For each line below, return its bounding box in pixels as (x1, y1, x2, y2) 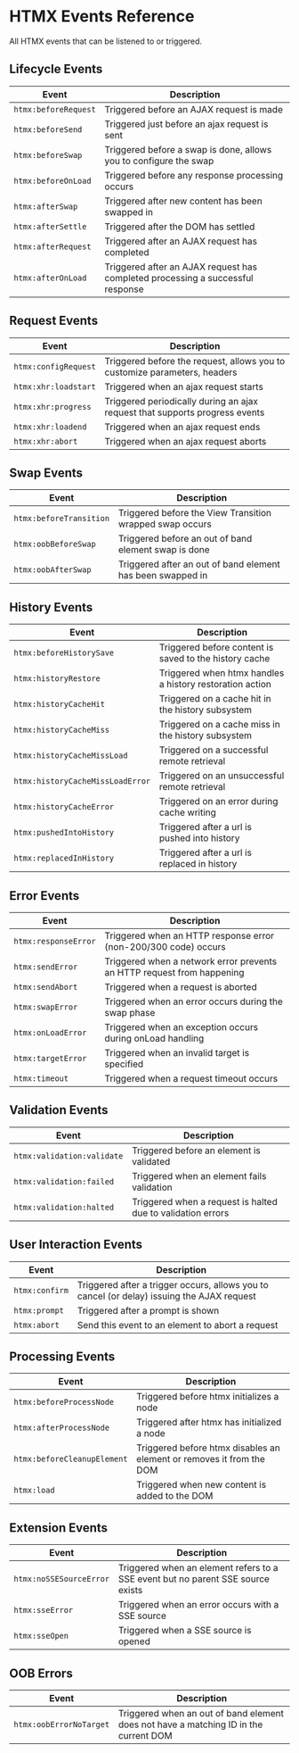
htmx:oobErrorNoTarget (13, 1720, 109, 1730)
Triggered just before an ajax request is (104, 118, 269, 130)
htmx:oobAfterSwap (13, 565, 92, 575)
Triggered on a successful (158, 744, 269, 756)
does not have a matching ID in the (117, 1718, 263, 1731)
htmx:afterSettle (13, 221, 87, 231)
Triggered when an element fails (132, 1169, 267, 1182)
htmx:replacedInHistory (13, 853, 115, 863)
